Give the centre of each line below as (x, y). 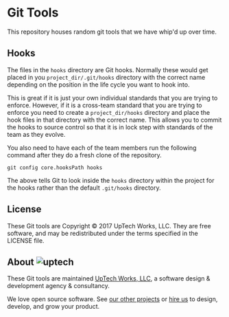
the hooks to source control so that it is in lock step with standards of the (110, 127)
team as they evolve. (36, 134)
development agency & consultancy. (58, 286)
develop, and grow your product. (53, 307)
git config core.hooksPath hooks (55, 167)
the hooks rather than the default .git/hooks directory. (84, 188)
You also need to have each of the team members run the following (102, 147)
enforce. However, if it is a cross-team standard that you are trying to (105, 105)
